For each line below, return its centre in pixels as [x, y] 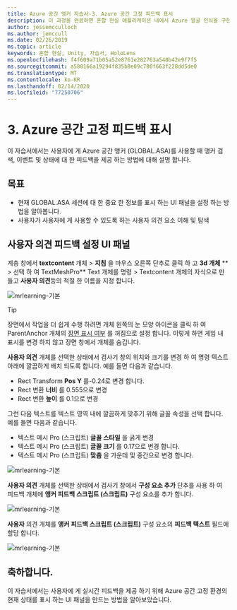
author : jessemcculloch [42, 27]
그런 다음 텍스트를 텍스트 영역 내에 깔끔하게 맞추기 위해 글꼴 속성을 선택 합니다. [115, 413]
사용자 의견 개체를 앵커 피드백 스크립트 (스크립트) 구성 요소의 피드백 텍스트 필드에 [118, 524]
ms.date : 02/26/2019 [38, 40]
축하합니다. [30, 572]
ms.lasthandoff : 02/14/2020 [49, 86]
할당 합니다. [24, 533]
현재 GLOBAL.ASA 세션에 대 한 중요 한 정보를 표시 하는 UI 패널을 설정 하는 [120, 202]
